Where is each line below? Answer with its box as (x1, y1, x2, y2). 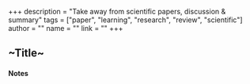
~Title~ (8, 47, 45, 60)
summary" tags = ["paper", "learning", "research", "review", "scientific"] (8, 15, 243, 25)
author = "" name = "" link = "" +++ (8, 24, 124, 32)
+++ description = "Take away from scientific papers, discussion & (8, 7, 226, 16)
